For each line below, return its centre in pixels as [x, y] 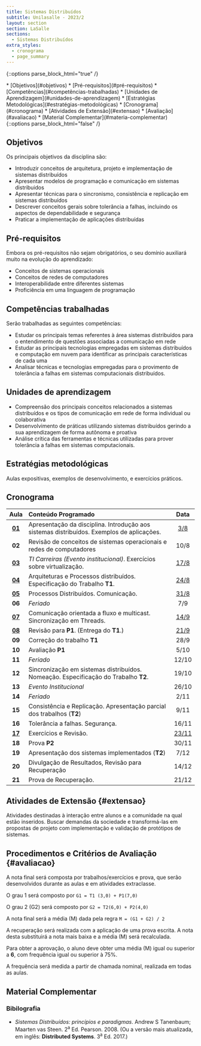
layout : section [26, 23]
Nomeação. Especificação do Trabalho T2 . [89, 677]
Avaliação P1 [47, 649]
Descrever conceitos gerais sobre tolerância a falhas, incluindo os [96, 207]
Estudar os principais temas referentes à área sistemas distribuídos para [104, 335]
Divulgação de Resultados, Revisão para [85, 762]
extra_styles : [24, 46]
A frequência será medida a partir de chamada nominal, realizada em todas [99, 966]
